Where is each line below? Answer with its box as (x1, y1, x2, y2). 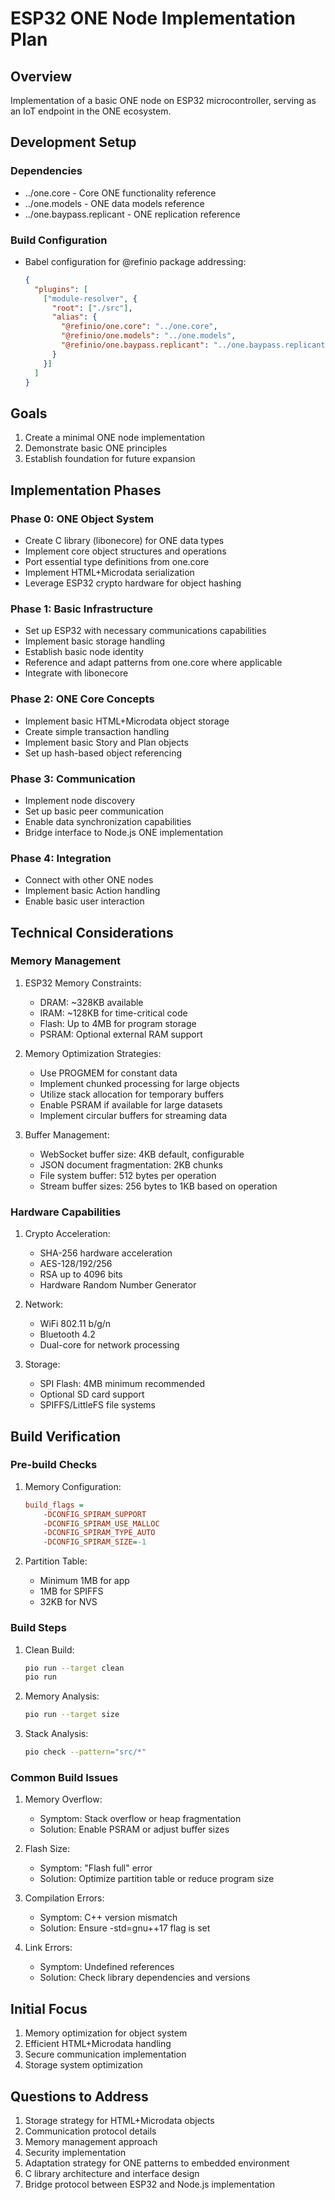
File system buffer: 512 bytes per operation (39, 1169, 217, 1181)
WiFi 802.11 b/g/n (39, 1318, 112, 1330)
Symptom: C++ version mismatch (39, 1912, 178, 1924)
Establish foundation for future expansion (24, 453, 196, 465)
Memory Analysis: (24, 1690, 100, 1702)
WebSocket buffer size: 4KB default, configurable (39, 1148, 245, 1160)
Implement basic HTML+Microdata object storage (24, 715, 230, 727)
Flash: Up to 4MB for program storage (39, 1017, 197, 1029)
